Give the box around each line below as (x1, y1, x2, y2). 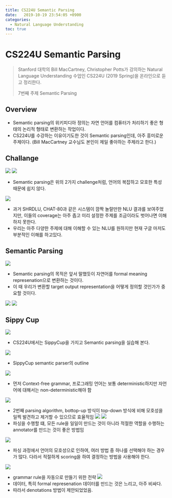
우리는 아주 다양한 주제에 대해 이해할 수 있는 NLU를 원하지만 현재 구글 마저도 (12, 225, 166, 231)
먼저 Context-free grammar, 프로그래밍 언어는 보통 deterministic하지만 (12, 380, 158, 387)
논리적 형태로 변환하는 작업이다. (22, 126, 86, 132)
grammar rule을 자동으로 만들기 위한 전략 (12, 474, 97, 481)
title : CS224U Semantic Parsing (5, 7, 74, 13)
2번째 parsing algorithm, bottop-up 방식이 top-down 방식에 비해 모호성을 (12, 408, 163, 414)
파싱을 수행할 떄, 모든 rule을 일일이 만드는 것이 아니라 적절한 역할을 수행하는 (12, 420, 165, 427)
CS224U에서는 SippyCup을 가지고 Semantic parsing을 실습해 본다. (12, 339, 150, 346)
